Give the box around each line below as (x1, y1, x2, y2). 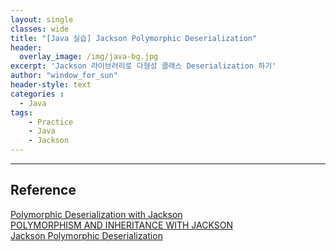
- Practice (28, 117, 74, 127)
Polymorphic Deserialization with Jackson (10, 208, 183, 220)
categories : (10, 89, 65, 99)
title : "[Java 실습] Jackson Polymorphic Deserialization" (10, 33, 258, 43)
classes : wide (10, 24, 70, 34)
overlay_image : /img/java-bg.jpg (19, 52, 159, 62)
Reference (10, 182, 77, 199)
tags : (10, 107, 33, 118)
